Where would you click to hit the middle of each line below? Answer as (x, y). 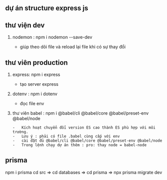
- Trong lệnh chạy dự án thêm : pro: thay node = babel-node (80, 145)
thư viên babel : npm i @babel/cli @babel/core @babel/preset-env (81, 113)
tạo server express (39, 84)
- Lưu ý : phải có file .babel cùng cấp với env (66, 137)
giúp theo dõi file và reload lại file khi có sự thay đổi (73, 47)
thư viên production (37, 63)
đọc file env (32, 104)
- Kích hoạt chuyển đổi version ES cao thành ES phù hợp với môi (84, 128)
